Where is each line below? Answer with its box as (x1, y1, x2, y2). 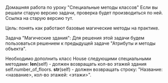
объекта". (5, 46, 27, 51)
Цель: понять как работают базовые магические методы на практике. (5, 25, 160, 31)
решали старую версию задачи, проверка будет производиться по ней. (5, 10, 163, 16)
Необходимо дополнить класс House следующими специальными (5, 56, 151, 62)
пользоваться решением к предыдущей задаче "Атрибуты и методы (5, 40, 156, 46)
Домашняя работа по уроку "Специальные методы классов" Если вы (5, 5, 158, 10)
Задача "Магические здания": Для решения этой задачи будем (5, 35, 144, 41)
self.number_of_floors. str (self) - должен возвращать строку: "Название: (5, 66, 163, 72)
